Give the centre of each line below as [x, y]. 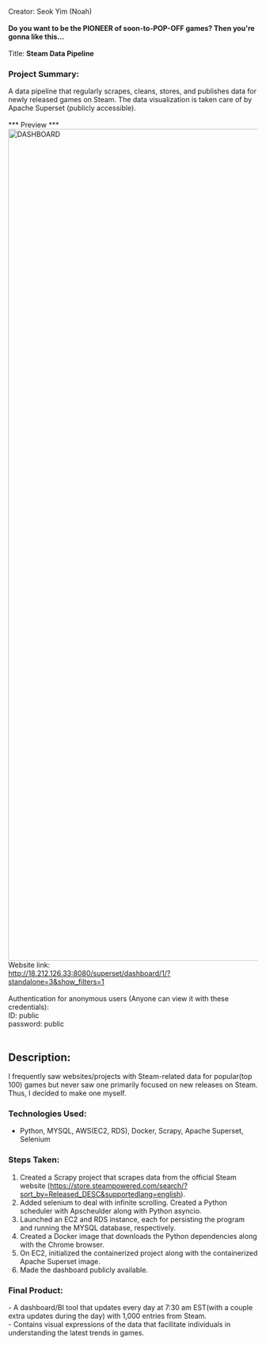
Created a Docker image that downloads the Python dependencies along [138, 1236]
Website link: [29, 965]
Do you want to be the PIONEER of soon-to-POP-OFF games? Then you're [131, 28]
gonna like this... [36, 36]
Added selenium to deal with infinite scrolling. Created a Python [123, 1202]
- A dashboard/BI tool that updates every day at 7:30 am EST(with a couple [131, 1307]
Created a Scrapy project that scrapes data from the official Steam [128, 1177]
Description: [40, 1057]
